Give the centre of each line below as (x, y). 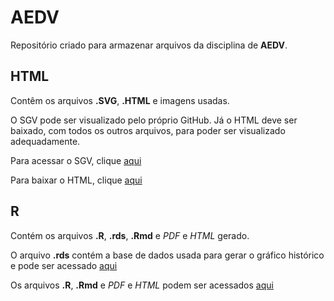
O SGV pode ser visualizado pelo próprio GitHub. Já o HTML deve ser (154, 120)
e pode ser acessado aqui (64, 265)
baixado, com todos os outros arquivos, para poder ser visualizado (148, 130)
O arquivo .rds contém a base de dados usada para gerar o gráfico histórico (167, 255)
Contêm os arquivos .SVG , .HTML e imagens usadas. (120, 100)
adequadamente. (45, 141)
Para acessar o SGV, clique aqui (76, 160)
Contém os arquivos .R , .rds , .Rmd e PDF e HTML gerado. (130, 235)
